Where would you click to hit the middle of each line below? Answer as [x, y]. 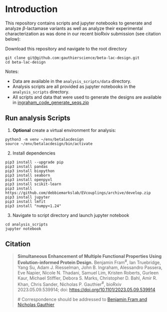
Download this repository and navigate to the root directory [66, 48]
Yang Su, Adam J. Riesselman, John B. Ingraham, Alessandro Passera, [90, 267]
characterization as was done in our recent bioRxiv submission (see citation [83, 33]
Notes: [12, 71]
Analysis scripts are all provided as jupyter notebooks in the [74, 86]
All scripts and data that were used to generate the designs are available [87, 97]
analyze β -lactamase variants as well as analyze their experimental [74, 28]
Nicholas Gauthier [36, 304]
